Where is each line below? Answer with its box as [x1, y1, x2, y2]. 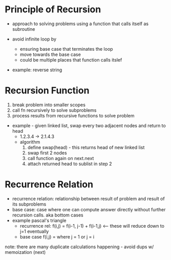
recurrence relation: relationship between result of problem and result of [12, 195, 165, 202]
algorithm [19, 138, 40, 145]
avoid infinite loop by [12, 36, 57, 42]
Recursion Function [5, 85, 90, 96]
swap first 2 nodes [27, 150, 67, 156]
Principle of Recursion [5, 4, 101, 15]
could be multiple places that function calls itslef [19, 56, 122, 63]
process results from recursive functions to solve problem [12, 112, 135, 118]
